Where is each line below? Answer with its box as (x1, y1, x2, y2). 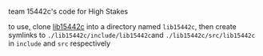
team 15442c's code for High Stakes (8, 7, 129, 16)
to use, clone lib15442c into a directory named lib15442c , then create (8, 22, 237, 31)
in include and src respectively (8, 39, 111, 48)
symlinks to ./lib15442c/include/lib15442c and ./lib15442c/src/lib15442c (8, 31, 256, 39)
